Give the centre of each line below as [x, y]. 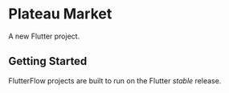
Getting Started [48, 61]
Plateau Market [60, 14]
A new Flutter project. [44, 36]
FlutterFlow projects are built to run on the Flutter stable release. [115, 80]
